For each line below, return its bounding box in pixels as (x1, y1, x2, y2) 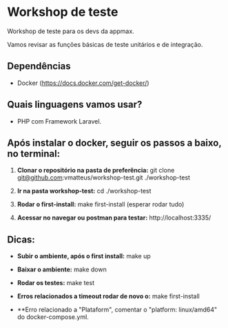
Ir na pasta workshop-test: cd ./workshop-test (17, 187, 152, 195)
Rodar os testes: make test (17, 279, 95, 287)
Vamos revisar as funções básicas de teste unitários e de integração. (7, 40, 203, 48)
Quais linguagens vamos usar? (7, 99, 143, 110)
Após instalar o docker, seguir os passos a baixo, (7, 137, 222, 148)
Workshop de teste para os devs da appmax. (7, 27, 134, 35)
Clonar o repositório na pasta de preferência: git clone (17, 166, 175, 175)
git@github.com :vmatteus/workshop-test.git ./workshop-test (17, 173, 191, 182)
